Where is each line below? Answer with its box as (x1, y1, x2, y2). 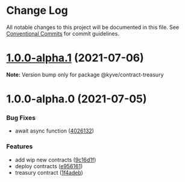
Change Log (6, 4, 68, 17)
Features (6, 142, 33, 151)
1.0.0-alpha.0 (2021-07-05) (6, 92, 147, 106)
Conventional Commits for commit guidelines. (6, 30, 119, 37)
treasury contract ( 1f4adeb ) (14, 169, 83, 176)
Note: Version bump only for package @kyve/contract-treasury (6, 71, 164, 78)
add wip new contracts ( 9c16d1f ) (14, 156, 96, 163)
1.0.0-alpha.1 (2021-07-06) (6, 51, 145, 65)
